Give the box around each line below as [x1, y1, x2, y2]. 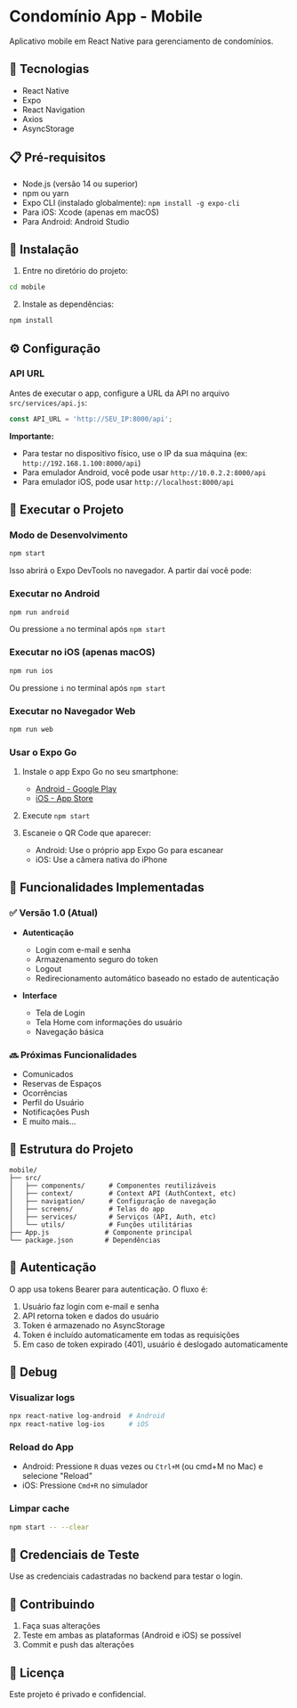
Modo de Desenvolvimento [9, 529, 128, 541]
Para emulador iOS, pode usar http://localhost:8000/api [21, 476, 235, 487]
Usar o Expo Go [9, 746, 77, 759]
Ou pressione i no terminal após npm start [9, 682, 166, 693]
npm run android [9, 608, 69, 617]
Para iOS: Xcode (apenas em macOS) [21, 207, 160, 218]
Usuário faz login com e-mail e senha [21, 1301, 160, 1311]
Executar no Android [9, 587, 100, 600]
